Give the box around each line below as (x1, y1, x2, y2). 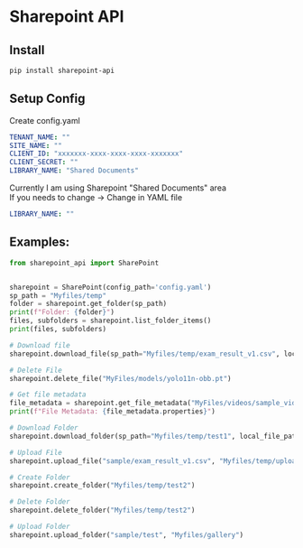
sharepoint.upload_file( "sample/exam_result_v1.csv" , (9, 456, 216, 466)
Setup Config (9, 91, 86, 107)
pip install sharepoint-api (9, 66, 115, 75)
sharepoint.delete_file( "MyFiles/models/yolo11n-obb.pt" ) (9, 374, 232, 383)
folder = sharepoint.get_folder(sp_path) (9, 300, 168, 309)
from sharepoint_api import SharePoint (9, 258, 160, 267)
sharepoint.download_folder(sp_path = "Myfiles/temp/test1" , (9, 432, 236, 441)
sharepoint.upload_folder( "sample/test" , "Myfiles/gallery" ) (9, 530, 244, 539)
